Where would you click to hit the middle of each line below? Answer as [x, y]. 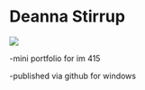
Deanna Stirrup [68, 17]
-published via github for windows [73, 76]
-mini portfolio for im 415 [55, 58]
